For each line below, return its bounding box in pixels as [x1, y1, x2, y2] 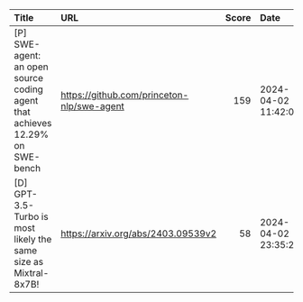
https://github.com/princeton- [60, 89, 189, 101]
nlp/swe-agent [60, 100, 124, 112]
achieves [14, 117, 52, 129]
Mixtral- [14, 267, 50, 279]
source [14, 72, 43, 84]
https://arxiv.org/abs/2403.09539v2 [60, 227, 217, 240]
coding [14, 83, 43, 96]
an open [14, 60, 49, 73]
